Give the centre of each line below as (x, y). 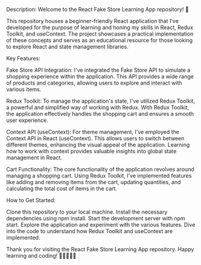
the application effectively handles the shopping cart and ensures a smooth (100, 114)
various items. (24, 89)
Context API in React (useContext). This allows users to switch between (95, 138)
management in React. (34, 158)
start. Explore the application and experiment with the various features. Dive (101, 225)
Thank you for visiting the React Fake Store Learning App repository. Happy (100, 249)
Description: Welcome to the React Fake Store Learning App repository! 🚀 (97, 9)
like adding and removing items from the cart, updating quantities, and (94, 182)
